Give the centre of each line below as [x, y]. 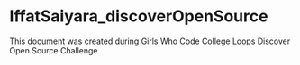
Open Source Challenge [54, 50]
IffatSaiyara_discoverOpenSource [139, 16]
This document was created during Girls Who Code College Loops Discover [150, 41]
